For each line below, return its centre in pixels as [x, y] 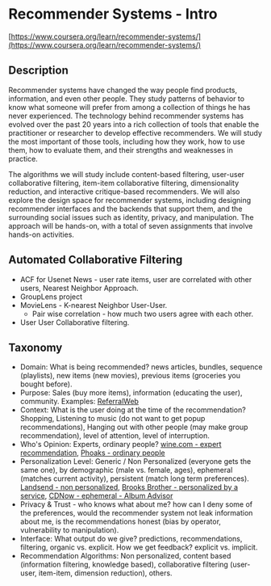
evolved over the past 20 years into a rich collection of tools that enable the [134, 124]
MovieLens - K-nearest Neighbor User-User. [94, 305]
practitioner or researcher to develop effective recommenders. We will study [135, 133]
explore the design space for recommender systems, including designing [130, 200]
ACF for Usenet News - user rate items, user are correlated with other [136, 279]
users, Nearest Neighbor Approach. [79, 288]
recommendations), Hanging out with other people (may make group [134, 427]
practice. [23, 158]
